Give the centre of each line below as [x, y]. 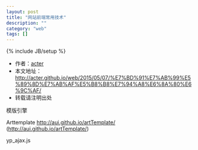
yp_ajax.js [19, 140]
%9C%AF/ [28, 91]
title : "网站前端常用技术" [36, 17]
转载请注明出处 [33, 98]
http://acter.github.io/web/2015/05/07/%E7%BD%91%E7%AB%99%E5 [103, 78]
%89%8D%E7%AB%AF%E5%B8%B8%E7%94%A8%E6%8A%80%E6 [103, 84]
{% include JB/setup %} [36, 51]
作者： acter [29, 64]
